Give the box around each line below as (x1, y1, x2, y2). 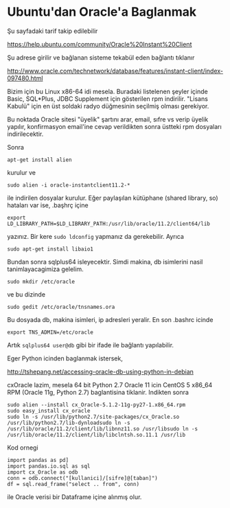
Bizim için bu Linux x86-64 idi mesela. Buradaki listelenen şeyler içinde (7, 87, 208, 95)
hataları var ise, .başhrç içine (7, 200, 89, 209)
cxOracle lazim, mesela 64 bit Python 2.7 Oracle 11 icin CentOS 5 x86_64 (7, 380, 213, 389)
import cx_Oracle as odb (7, 468, 78, 476)
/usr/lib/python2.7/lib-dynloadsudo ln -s (7, 419, 130, 426)
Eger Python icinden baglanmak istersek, (7, 354, 124, 362)
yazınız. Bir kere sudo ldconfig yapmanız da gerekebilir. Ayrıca (7, 232, 184, 240)
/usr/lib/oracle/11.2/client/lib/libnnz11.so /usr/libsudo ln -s (7, 425, 198, 432)
